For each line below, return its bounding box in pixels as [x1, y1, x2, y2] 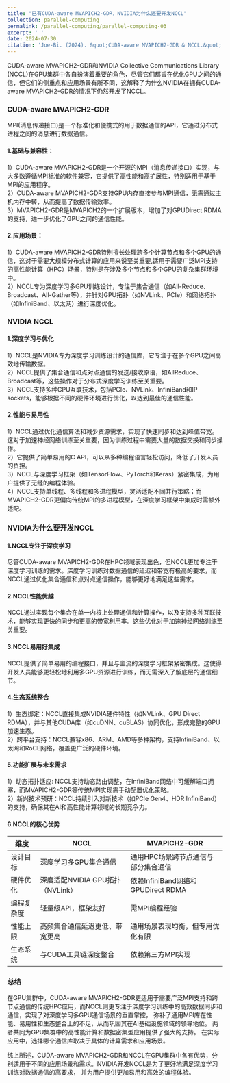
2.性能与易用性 [7, 411, 49, 419]
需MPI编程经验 [129, 904, 177, 913]
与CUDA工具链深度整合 [40, 950, 115, 959]
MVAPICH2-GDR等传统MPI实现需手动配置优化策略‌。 [25, 785, 173, 794]
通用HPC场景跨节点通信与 [129, 852, 214, 862]
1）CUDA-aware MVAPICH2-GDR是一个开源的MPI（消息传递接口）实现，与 [7, 163, 220, 171]
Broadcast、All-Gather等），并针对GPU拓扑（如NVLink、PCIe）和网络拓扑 [7, 290, 216, 298]
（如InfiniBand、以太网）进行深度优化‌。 [7, 299, 120, 307]
